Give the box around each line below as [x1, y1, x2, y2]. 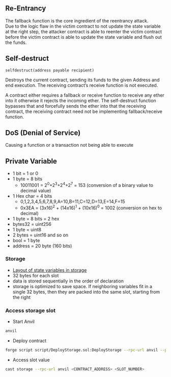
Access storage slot [5, 307, 56, 314]
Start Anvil [12, 319, 35, 325]
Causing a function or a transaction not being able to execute [5, 142, 134, 148]
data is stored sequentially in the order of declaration [12, 278, 124, 284]
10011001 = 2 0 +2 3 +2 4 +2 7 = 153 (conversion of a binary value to [20, 181, 154, 188]
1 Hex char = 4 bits [12, 193, 52, 199]
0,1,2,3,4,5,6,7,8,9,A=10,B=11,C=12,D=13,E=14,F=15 [20, 198, 126, 204]
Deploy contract [12, 338, 47, 344]
